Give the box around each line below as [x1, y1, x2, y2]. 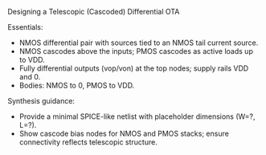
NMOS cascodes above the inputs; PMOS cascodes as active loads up [18, 47, 254, 55]
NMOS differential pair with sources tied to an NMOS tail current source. [18, 38, 259, 47]
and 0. [18, 72, 41, 81]
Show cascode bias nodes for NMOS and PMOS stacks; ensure [18, 128, 230, 138]
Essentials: [7, 22, 43, 31]
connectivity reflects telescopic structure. [18, 137, 158, 147]
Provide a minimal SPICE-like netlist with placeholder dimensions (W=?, [18, 112, 256, 121]
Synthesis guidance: [7, 96, 76, 105]
